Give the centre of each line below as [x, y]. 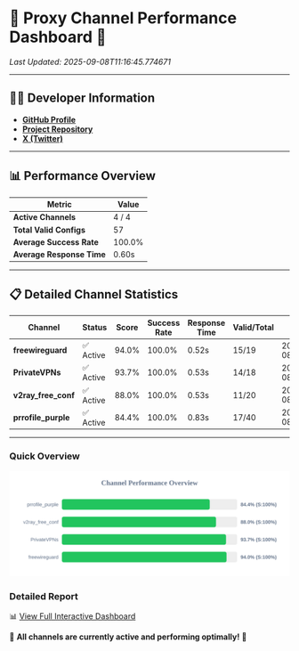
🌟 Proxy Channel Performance [123, 18]
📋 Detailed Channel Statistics [94, 294]
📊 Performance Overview [82, 176]
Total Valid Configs [49, 230]
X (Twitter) [43, 138]
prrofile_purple [41, 417]
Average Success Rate [56, 242]
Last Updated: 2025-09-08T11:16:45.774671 [90, 61]
